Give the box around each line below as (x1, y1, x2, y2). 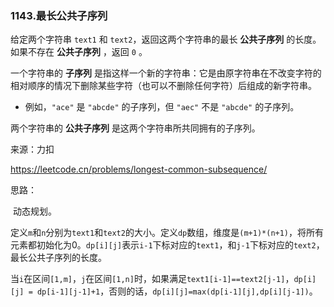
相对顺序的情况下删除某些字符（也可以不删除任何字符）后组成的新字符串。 (10, 80, 317, 92)
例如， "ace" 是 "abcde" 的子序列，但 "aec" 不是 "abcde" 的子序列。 (24, 101, 300, 113)
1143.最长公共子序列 (10, 8, 108, 22)
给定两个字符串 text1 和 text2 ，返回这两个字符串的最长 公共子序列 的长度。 (10, 33, 322, 46)
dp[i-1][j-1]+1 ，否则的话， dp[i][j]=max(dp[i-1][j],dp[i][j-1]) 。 (36, 285, 318, 297)
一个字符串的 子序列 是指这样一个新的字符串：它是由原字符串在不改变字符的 (10, 67, 322, 79)
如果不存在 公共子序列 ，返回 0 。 (10, 46, 148, 58)
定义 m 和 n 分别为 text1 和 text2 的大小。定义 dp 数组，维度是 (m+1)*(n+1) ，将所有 (10, 227, 325, 239)
